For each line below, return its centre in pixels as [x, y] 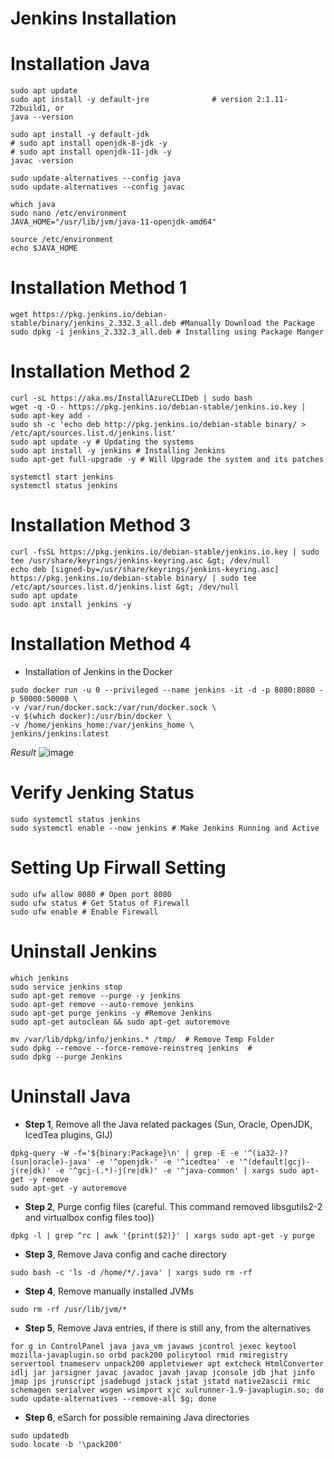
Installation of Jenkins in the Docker [98, 671]
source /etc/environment [62, 240]
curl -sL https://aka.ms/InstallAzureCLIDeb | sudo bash [131, 398]
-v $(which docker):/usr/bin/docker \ [91, 716]
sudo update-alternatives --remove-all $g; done [113, 1398]
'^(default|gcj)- [274, 1162]
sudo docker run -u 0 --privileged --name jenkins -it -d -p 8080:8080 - [167, 690]
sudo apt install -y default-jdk [80, 135]
